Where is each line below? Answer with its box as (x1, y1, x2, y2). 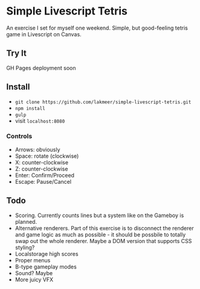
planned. (15, 218, 37, 225)
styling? (15, 244, 35, 251)
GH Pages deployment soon (6, 64, 77, 71)
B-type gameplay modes (15, 263, 77, 270)
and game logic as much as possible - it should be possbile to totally (15, 231, 186, 238)
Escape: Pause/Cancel (15, 178, 71, 185)
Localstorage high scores (15, 250, 79, 258)
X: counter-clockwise (15, 158, 68, 166)
